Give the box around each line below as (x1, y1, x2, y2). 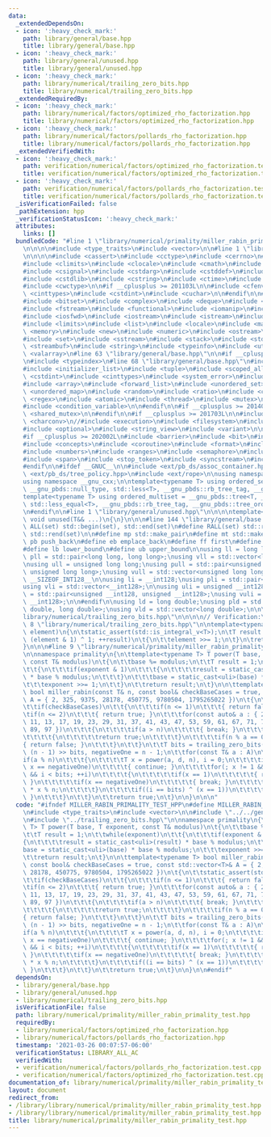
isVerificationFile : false (15, 1004, 106, 1012)
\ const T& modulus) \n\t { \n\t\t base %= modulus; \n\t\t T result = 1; (23, 658, 258, 667)
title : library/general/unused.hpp (23, 65, 143, 73)
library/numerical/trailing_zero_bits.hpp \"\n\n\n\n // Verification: (23, 613, 262, 621)
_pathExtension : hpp (15, 207, 85, 215)
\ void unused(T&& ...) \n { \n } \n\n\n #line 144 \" (23, 515, 190, 524)
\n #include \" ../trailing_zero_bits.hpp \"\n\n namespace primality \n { (23, 815, 262, 824)
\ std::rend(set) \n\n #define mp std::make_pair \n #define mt (23, 530, 229, 538)
